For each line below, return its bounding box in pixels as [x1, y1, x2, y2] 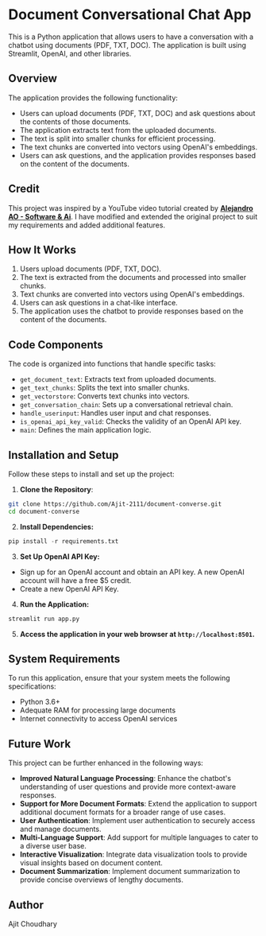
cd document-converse [8, 507, 80, 515]
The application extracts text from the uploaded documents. [19, 125, 217, 134]
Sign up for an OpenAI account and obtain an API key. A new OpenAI [19, 567, 245, 577]
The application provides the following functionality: [8, 93, 179, 103]
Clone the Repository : [19, 485, 94, 494]
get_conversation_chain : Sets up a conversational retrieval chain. [19, 400, 233, 410]
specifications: [8, 682, 57, 691]
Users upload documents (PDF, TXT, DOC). [19, 264, 161, 274]
